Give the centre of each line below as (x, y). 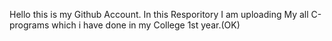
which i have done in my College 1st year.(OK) (146, 25)
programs (29, 25)
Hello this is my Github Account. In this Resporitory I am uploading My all (159, 14)
